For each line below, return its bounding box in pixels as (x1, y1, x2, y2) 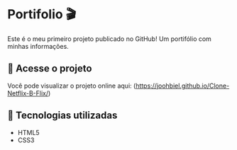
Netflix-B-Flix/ (7, 88, 49, 97)
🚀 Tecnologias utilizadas (7, 110, 118, 122)
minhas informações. (7, 42, 69, 50)
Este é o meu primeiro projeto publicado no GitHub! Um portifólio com (7, 34, 211, 43)
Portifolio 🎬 (7, 6, 77, 23)
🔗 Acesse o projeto (7, 62, 92, 75)
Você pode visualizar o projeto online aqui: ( (7, 81, 136, 90)
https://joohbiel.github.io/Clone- (136, 81, 230, 90)
